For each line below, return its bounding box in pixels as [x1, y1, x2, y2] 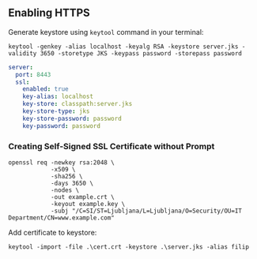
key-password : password [22, 122, 101, 129]
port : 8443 [15, 70, 51, 78]
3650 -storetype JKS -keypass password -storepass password [40, 49, 243, 58]
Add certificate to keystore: [8, 227, 97, 237]
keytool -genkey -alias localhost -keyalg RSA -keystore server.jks [8, 43, 239, 51]
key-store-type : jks [22, 107, 90, 115]
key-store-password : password [22, 114, 123, 122]
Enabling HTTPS [8, 6, 91, 20]
